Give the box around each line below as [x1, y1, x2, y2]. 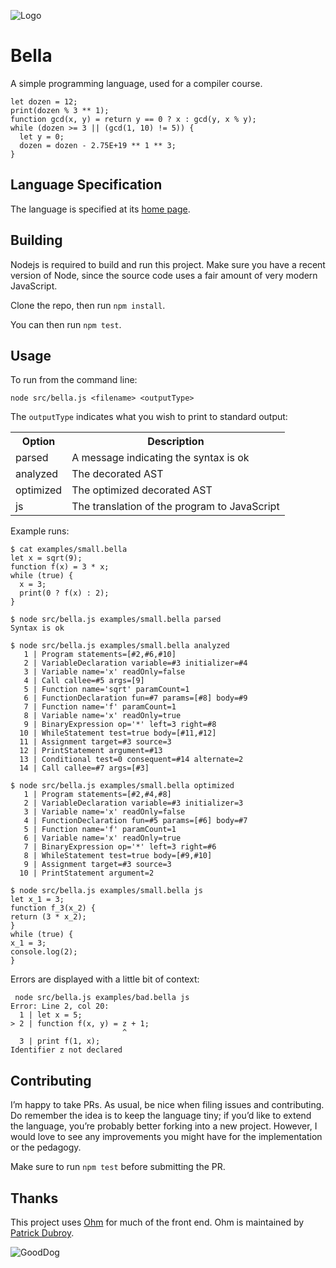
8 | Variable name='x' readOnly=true [23, 711, 182, 721]
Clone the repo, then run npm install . [10, 299, 166, 311]
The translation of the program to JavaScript [71, 500, 280, 514]
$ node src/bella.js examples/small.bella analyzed [10, 641, 230, 651]
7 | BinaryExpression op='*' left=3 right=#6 [23, 842, 217, 852]
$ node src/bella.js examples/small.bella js [10, 886, 203, 896]
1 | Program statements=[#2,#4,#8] [23, 790, 172, 800]
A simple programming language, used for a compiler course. [10, 77, 263, 89]
